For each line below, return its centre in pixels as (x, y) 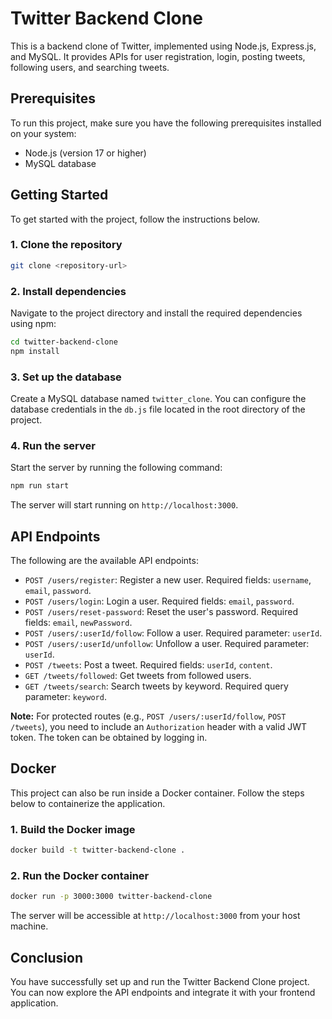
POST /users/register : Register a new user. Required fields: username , (168, 580)
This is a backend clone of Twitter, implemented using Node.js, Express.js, (163, 46)
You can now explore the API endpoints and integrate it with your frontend (163, 993)
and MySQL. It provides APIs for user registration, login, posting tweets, (158, 56)
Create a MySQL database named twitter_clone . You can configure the (158, 399)
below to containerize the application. (88, 803)
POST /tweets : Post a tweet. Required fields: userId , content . (148, 665)
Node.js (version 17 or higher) (85, 153)
